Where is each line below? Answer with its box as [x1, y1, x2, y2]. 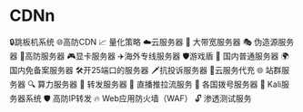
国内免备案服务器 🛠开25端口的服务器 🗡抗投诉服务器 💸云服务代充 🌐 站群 [9, 64, 282, 75]
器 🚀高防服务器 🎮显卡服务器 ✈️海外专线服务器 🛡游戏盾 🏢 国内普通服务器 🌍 [9, 51, 289, 61]
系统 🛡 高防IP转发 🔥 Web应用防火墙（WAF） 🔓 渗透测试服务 [25, 92, 252, 104]
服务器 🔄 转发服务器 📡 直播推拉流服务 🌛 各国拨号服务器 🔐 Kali [53, 79, 282, 89]
